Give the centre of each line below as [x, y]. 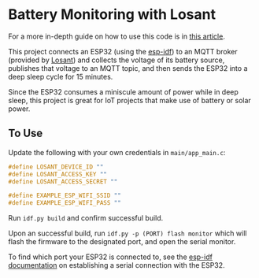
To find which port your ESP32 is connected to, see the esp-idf [110, 257]
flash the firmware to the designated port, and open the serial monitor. [122, 242]
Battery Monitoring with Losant [112, 15]
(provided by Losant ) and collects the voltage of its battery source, [117, 60]
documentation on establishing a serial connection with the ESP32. [117, 265]
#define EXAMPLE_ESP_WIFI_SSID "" [65, 196]
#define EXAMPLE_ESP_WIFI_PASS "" [65, 203]
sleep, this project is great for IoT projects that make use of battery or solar [130, 100]
